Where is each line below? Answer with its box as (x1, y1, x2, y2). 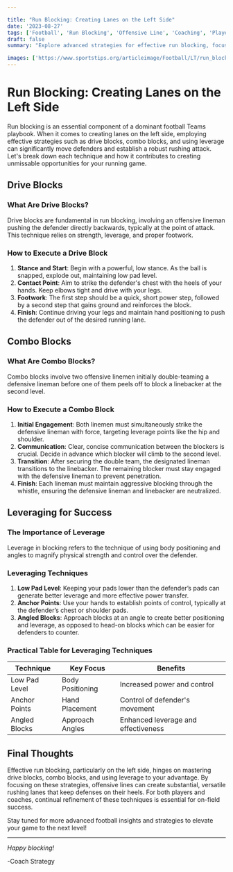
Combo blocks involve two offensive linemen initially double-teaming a (7, 372, 209, 381)
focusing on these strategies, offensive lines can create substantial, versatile (7, 781, 226, 789)
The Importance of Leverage (7, 527, 105, 537)
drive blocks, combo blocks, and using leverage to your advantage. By (7, 773, 209, 782)
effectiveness (120, 724, 164, 734)
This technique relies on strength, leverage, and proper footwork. (7, 231, 194, 239)
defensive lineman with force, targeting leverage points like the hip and (17, 427, 221, 436)
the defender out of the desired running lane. (17, 315, 146, 324)
